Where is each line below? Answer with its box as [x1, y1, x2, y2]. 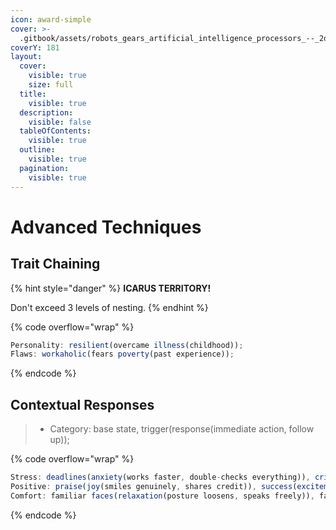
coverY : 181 [10, 42, 60, 53]
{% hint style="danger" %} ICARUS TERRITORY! [10, 282, 212, 294]
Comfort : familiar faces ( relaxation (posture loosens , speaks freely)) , [10, 491, 315, 501]
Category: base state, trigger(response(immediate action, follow [49, 423, 315, 435]
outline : [19, 145, 56, 155]
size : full [28, 80, 74, 90]
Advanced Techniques [10, 216, 202, 238]
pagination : [19, 163, 70, 173]
